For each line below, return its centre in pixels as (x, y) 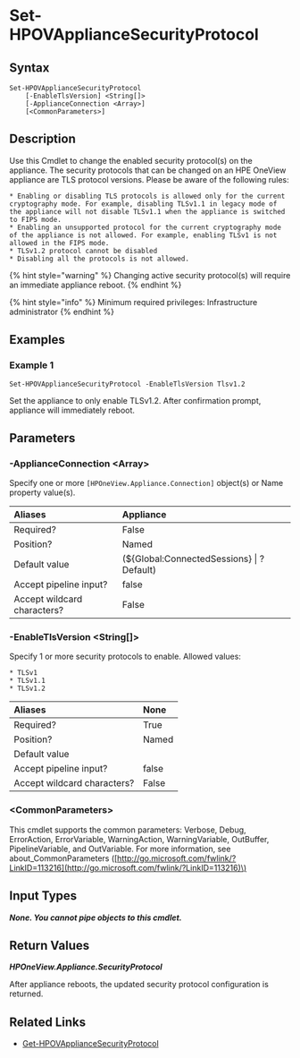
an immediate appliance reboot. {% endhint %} (96, 285)
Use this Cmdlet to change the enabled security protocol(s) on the (131, 160)
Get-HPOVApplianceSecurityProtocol (90, 1044)
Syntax (29, 68)
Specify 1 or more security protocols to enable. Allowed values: (125, 657)
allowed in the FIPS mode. (59, 243)
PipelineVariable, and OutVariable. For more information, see (120, 849)
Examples (37, 340)
